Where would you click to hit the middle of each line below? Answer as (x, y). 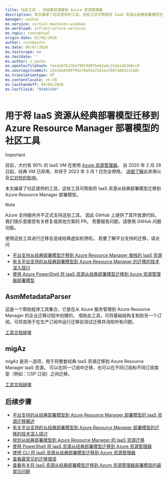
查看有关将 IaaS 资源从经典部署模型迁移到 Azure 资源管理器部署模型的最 (87, 465)
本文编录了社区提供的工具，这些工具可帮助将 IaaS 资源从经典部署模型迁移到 (83, 188)
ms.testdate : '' (22, 56)
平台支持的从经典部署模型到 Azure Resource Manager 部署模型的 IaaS (84, 415)
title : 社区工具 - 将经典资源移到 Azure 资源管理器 (54, 10)
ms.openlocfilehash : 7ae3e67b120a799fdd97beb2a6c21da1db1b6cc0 (72, 66)
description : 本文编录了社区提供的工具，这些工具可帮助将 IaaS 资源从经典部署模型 (82, 15)
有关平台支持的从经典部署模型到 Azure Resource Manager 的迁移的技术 (86, 262)
